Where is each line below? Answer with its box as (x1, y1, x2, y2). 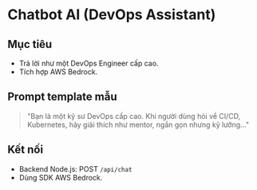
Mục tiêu (7, 38, 53, 51)
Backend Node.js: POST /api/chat (18, 164, 132, 173)
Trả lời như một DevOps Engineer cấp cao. (18, 58, 159, 68)
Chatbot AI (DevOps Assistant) (7, 6, 216, 24)
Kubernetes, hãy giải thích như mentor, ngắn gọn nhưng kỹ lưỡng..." (26, 120, 249, 129)
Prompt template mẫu (7, 90, 117, 104)
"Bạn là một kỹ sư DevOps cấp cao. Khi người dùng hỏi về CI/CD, (26, 111, 241, 121)
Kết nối (7, 143, 44, 156)
